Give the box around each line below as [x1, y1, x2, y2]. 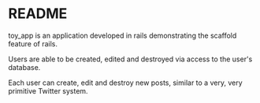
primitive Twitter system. [8, 86, 88, 95]
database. [8, 62, 41, 72]
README [8, 5, 68, 23]
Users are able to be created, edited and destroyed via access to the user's [8, 54, 253, 64]
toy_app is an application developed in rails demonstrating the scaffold [8, 31, 237, 40]
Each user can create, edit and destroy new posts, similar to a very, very [8, 78, 243, 87]
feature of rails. [8, 39, 58, 48]
